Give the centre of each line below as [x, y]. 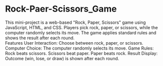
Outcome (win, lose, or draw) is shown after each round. [62, 58]
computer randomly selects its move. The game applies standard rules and [81, 33]
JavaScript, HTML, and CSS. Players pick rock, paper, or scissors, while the [81, 27]
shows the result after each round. [40, 38]
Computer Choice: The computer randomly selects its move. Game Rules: [79, 48]
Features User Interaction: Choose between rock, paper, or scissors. [74, 43]
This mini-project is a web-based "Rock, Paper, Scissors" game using [76, 22]
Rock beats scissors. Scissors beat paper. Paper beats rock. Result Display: [81, 53]
